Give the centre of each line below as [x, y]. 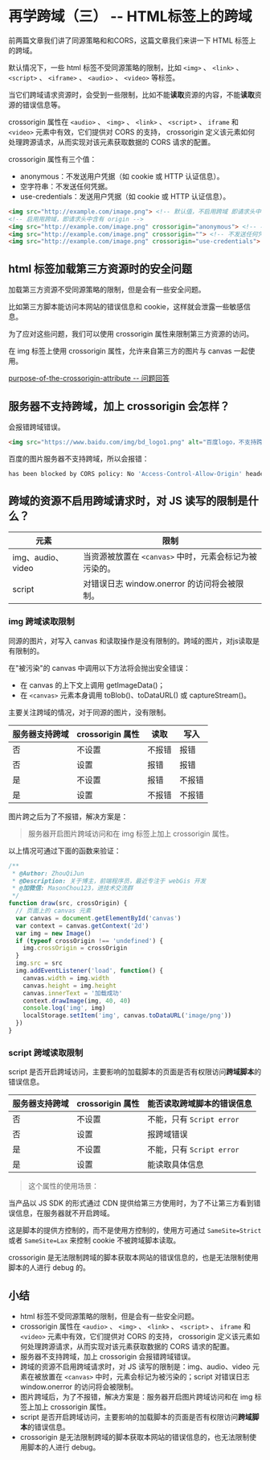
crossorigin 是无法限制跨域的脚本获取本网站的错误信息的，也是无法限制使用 [133, 1258]
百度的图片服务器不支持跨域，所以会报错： [79, 458]
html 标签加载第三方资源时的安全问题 [100, 269]
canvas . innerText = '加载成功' [73, 993]
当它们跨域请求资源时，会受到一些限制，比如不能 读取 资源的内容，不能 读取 [131, 94]
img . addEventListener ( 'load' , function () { [89, 971]
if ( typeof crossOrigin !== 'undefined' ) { [89, 941]
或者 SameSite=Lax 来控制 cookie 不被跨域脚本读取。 [94, 1240]
